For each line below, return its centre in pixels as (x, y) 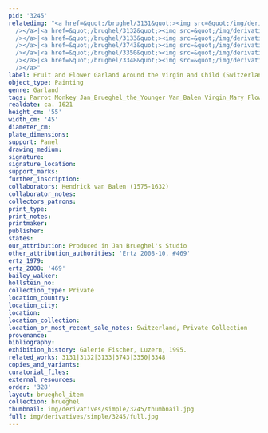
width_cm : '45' (33, 120)
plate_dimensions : (39, 134)
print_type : (28, 209)
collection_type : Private (51, 291)
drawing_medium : (35, 149)
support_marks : (33, 172)
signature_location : (43, 165)
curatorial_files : (39, 372)
